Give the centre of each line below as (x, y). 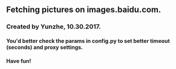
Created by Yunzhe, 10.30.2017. (53, 27)
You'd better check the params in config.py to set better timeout (88, 40)
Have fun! (19, 61)
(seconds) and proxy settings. (44, 47)
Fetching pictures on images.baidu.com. (84, 10)
